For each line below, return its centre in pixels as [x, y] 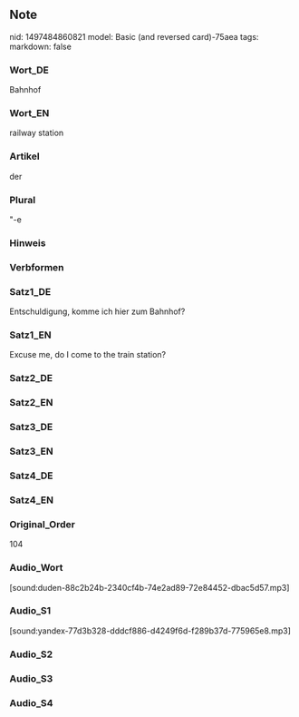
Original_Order [42, 524]
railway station [37, 133]
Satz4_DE [31, 476]
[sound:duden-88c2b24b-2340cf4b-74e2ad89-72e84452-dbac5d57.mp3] [149, 587]
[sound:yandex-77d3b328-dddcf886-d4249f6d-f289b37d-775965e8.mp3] [150, 631]
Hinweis [28, 242]
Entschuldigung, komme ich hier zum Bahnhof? [97, 311]
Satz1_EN [30, 335]
